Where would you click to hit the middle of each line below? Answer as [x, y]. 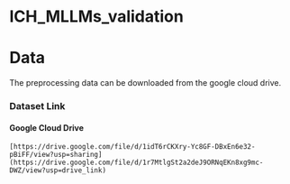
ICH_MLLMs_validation [97, 17]
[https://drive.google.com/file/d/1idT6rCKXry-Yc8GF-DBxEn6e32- [132, 147]
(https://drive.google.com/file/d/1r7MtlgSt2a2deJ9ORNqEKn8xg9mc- [136, 163]
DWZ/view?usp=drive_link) [58, 170]
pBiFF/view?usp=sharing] [56, 155]
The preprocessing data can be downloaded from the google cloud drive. [145, 83]
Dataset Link [37, 106]
